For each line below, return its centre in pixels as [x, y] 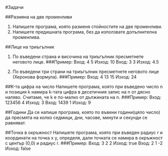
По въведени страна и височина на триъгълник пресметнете [78, 56]
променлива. [26, 37]
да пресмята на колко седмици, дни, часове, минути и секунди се [76, 117]
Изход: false [18, 148]
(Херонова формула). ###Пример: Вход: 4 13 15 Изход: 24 [74, 77]
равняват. [15, 123]
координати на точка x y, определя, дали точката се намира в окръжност [84, 138]
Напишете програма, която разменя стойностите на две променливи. [87, 26]
